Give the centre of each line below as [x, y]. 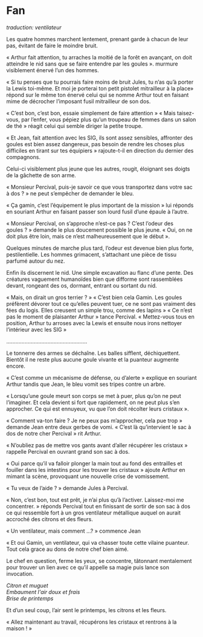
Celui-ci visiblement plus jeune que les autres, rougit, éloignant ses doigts [98, 169]
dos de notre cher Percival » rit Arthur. [54, 433]
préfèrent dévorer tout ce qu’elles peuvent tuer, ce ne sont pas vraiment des [101, 303]
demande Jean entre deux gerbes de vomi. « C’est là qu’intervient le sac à [99, 427]
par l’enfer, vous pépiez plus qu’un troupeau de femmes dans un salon [108, 120]
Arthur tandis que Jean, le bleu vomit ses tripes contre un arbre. [86, 384]
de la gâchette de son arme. [41, 175]
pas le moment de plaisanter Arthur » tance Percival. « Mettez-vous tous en [100, 317]
